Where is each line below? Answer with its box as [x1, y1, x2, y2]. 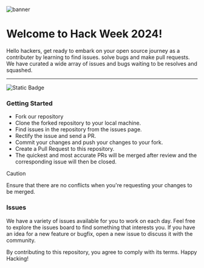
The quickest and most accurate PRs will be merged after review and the [15, 152, 197, 159]
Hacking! [6, 255, 29, 262]
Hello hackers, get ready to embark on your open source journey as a [6, 47, 180, 54]
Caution [6, 170, 26, 177]
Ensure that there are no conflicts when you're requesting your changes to [6, 182, 192, 189]
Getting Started [6, 99, 53, 108]
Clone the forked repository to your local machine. [15, 119, 141, 127]
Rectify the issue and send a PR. [15, 132, 96, 140]
